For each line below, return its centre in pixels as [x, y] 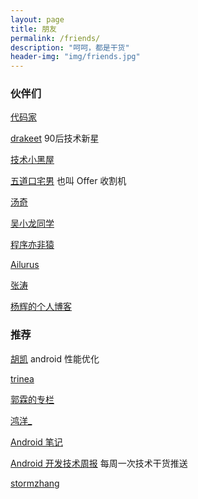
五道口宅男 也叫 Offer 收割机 [68, 181]
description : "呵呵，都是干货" [70, 47]
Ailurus [25, 265]
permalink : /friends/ [55, 38]
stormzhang [35, 483]
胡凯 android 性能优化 [55, 358]
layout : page [37, 19]
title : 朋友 [33, 29]
